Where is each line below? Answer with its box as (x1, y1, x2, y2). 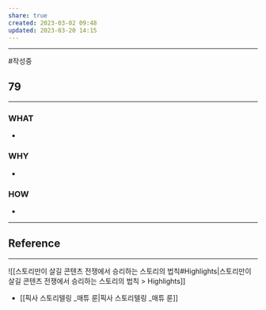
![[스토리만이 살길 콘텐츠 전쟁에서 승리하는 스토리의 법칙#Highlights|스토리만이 (8, 266, 252, 276)
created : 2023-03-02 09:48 (8, 19, 97, 27)
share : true (8, 11, 47, 20)
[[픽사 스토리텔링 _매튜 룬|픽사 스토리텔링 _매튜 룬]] (19, 293, 178, 302)
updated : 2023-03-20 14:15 (8, 26, 97, 34)
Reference (8, 237, 61, 251)
